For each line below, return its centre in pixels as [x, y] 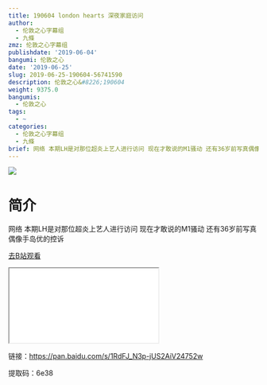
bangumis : [25, 97]
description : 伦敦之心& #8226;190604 [66, 82]
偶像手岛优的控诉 [36, 239]
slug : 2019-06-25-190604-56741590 [66, 75]
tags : [17, 112]
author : [21, 23]
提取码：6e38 [31, 373]
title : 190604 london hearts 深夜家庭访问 [76, 16]
